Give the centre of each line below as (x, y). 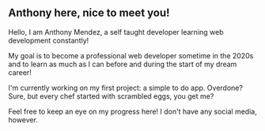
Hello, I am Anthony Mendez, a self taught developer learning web (116, 32)
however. (23, 120)
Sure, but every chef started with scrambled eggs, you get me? (111, 96)
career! (20, 72)
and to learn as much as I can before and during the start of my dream (123, 64)
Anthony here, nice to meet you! (89, 13)
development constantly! (49, 40)
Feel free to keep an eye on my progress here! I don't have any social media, (132, 111)
